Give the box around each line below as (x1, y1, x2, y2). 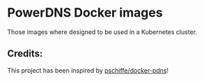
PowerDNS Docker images (7, 5, 163, 21)
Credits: (7, 48, 43, 60)
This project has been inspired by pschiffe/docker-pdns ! (7, 66, 169, 74)
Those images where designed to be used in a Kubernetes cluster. (7, 28, 197, 36)
